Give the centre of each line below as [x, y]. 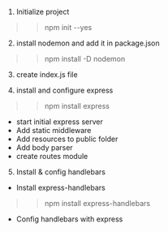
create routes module [52, 156]
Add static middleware [54, 130]
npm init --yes [68, 27]
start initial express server [59, 122]
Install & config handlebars [60, 172]
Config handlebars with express [69, 219]
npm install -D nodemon [85, 59]
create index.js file [47, 75]
